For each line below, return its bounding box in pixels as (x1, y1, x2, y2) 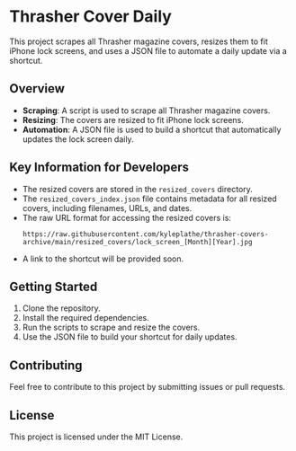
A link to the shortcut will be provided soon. (22, 253, 184, 264)
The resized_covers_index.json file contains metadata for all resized (22, 193, 277, 204)
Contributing (9, 358, 83, 373)
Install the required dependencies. (22, 313, 150, 323)
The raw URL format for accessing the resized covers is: (22, 212, 232, 223)
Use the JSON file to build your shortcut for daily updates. (22, 332, 238, 342)
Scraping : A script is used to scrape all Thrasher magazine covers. (22, 105, 271, 116)
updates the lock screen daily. (22, 133, 134, 145)
